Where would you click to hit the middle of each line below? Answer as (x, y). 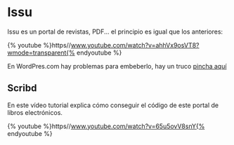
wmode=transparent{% (41, 53)
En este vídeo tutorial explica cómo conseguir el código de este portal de (113, 105)
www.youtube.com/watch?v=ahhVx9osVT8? (135, 45)
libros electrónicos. (35, 112)
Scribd (22, 88)
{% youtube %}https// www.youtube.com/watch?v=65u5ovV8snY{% (106, 126)
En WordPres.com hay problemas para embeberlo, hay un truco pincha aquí (117, 66)
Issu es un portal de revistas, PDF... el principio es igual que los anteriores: (115, 32)
